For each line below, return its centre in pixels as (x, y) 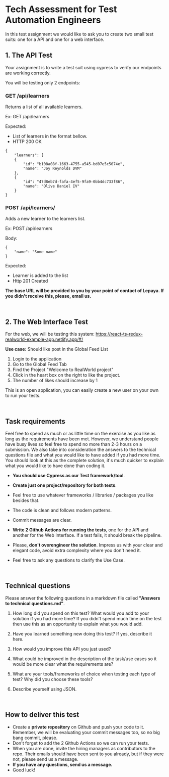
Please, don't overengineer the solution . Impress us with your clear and (88, 545)
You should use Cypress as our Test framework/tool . (68, 475)
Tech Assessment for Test (61, 9)
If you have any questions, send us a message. (62, 764)
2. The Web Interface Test (47, 322)
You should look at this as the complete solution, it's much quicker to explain (84, 460)
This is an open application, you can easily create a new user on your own (82, 390)
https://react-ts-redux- (119, 334)
